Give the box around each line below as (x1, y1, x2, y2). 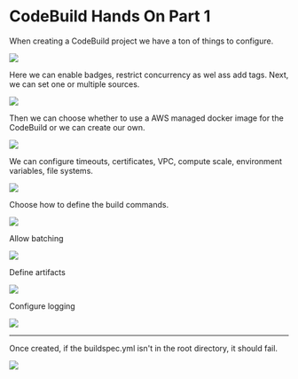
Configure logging (9, 300, 75, 312)
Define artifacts (9, 266, 67, 277)
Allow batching (9, 233, 64, 243)
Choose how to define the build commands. (9, 199, 169, 209)
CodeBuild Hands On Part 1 (9, 6, 211, 27)
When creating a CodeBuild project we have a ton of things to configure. (9, 36, 274, 46)
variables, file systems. (9, 165, 93, 176)
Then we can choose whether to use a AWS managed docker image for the (9, 113, 284, 123)
